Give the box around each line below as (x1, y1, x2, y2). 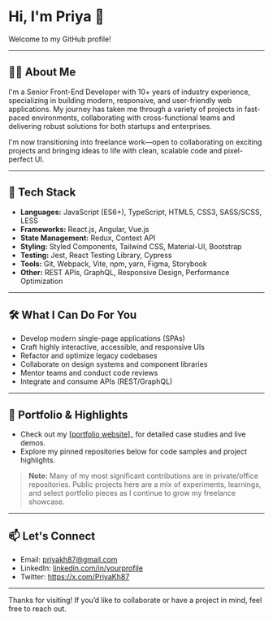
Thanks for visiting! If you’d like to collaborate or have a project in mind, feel (8, 596, 262, 605)
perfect (8, 154, 33, 164)
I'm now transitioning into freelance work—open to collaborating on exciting (8, 137, 262, 147)
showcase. (28, 497, 65, 506)
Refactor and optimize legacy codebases (19, 351, 158, 360)
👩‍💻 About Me (8, 65, 76, 80)
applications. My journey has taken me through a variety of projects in (8, 104, 243, 114)
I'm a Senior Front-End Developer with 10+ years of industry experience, (8, 87, 251, 97)
